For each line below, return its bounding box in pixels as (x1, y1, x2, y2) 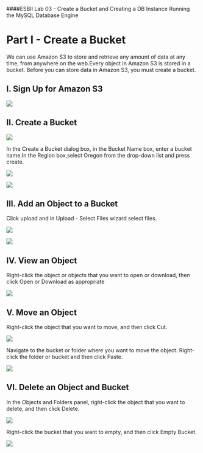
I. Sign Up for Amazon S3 (6, 84, 103, 94)
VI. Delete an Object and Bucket (6, 382, 129, 393)
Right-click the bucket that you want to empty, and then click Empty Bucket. (6, 428, 197, 435)
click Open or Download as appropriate (6, 278, 105, 286)
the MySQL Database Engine (6, 12, 79, 19)
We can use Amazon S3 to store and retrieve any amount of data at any (6, 53, 186, 60)
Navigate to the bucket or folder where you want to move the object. (6, 347, 178, 353)
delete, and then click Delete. (6, 405, 80, 412)
